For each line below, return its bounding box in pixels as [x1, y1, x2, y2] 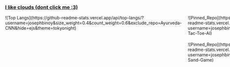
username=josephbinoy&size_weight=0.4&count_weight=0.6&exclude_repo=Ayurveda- [5, 20, 182, 26]
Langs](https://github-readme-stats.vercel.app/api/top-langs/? [16, 15, 144, 21]
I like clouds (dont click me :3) [5, 4, 78, 11]
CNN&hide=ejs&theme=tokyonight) [5, 25, 77, 31]
